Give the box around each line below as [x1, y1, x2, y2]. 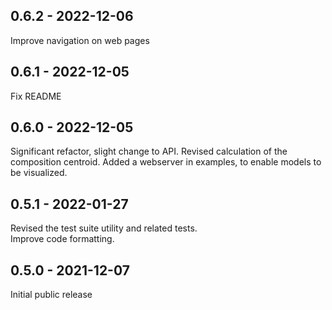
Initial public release [10, 289, 93, 301]
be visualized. [10, 167, 68, 179]
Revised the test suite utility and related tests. [10, 222, 198, 234]
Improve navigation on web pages [10, 34, 150, 46]
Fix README [10, 90, 62, 102]
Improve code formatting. [10, 233, 115, 245]
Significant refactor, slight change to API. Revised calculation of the [10, 145, 288, 158]
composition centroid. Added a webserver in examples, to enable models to [10, 156, 322, 168]
